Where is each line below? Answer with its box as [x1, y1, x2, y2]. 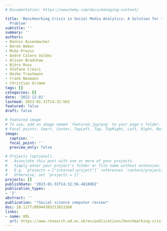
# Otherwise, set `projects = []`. [5, 172, 83, 177]
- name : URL [5, 214, 30, 219]
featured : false [5, 104, 39, 109]
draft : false [5, 109, 32, 114]
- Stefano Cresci [5, 67, 41, 72]
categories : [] [5, 90, 37, 95]
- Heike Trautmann [5, 71, 43, 77]
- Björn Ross [5, 62, 32, 67]
